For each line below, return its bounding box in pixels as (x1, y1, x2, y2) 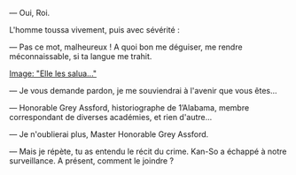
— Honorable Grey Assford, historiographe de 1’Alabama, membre (9, 103, 250, 113)
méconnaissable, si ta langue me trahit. (9, 51, 152, 61)
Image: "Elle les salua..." (9, 68, 97, 79)
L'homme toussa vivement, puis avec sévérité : (9, 25, 180, 34)
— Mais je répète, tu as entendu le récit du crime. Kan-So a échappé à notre (9, 146, 287, 156)
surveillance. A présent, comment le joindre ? (9, 156, 175, 166)
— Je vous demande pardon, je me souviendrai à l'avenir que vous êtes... (9, 86, 277, 95)
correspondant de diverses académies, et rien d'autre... (9, 112, 213, 122)
